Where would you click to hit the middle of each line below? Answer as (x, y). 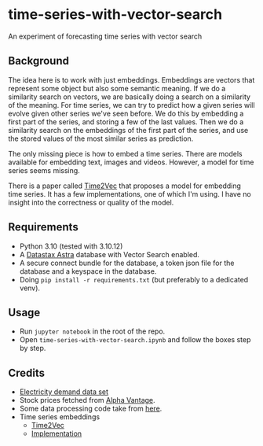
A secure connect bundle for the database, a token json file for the (127, 263)
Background (38, 61)
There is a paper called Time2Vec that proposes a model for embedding (125, 186)
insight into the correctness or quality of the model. (91, 202)
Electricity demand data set (64, 392)
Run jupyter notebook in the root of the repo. (92, 331)
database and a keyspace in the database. (88, 271)
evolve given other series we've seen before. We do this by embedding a (126, 113)
